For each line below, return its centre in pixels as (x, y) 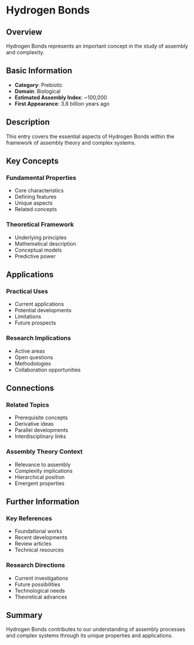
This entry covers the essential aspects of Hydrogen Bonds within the (90, 136)
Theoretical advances (41, 597)
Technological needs (40, 590)
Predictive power (35, 256)
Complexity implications (44, 470)
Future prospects (35, 323)
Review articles (33, 544)
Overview (24, 32)
